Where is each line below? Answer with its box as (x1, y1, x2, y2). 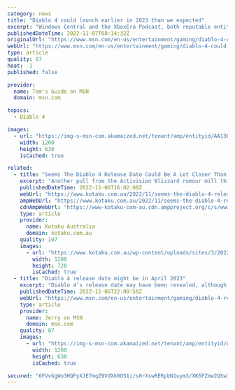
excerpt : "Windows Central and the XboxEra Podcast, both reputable (7, 23, 211, 30)
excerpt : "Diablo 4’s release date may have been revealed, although (20, 282, 227, 289)
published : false (7, 68, 58, 75)
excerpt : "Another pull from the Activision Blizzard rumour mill (20, 178, 218, 185)
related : (7, 165, 33, 172)
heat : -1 (7, 62, 33, 69)
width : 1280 (32, 256, 68, 263)
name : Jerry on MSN (25, 314, 83, 322)
